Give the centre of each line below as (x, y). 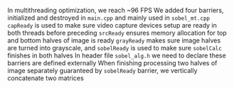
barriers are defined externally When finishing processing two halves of (112, 63)
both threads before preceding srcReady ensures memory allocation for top (117, 33)
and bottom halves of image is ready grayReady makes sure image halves (114, 40)
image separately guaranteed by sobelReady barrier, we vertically (102, 71)
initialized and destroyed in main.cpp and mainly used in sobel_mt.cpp (109, 18)
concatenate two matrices (46, 78)
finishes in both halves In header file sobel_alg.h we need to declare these (117, 55)
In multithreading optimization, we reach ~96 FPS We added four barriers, (116, 10)
